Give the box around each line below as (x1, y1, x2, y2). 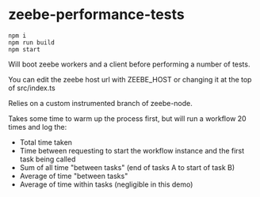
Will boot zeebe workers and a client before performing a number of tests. (8, 59, 250, 69)
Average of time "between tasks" (19, 171, 128, 180)
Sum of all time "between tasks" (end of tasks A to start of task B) (19, 162, 235, 172)
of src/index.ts (8, 83, 55, 93)
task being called (19, 154, 76, 164)
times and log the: (8, 122, 67, 131)
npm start (8, 45, 41, 53)
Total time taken (19, 137, 73, 147)
